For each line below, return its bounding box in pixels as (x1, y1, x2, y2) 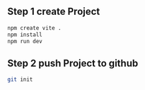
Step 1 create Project (7, 6, 100, 18)
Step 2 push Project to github (7, 57, 139, 69)
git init (7, 76, 33, 84)
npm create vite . (7, 24, 62, 31)
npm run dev (7, 38, 42, 45)
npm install (7, 31, 42, 38)
